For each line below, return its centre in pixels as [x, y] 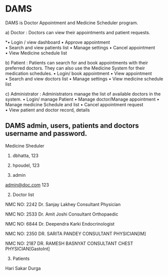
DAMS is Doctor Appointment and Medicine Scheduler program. [72, 23]
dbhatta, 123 [25, 155]
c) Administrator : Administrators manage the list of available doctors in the [83, 94]
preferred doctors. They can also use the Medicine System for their [75, 68]
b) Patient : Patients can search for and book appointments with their [77, 62]
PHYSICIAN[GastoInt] [28, 249]
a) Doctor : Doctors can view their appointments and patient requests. [78, 32]
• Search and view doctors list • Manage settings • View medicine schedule [84, 79]
